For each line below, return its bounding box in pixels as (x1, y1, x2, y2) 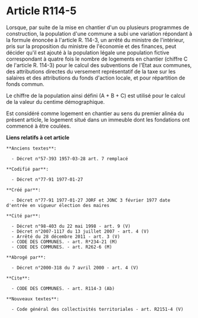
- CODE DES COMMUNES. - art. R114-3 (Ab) (11, 285, 115, 291)
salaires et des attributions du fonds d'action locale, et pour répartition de (6, 74, 186, 81)
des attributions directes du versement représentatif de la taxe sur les (6, 68, 176, 75)
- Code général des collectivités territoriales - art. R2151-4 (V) (11, 306, 184, 312)
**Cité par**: (6, 212, 41, 219)
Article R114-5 (6, 4, 77, 18)
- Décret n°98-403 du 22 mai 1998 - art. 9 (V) (11, 223, 131, 229)
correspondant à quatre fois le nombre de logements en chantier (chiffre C (6, 55, 188, 62)
